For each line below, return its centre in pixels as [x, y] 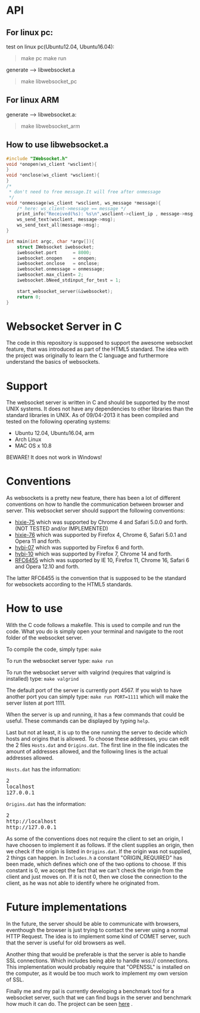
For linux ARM [33, 100]
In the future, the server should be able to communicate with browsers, [93, 924]
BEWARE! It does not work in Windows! [54, 458]
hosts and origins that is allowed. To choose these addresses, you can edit [98, 739]
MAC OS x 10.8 [33, 446]
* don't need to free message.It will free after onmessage [85, 192]
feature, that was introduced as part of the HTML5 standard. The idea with [97, 349]
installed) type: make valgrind [43, 679]
